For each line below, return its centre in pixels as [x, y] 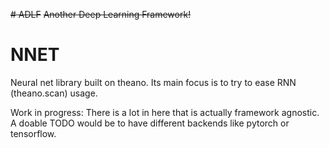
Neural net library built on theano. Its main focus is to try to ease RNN [153, 82]
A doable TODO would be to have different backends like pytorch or [150, 123]
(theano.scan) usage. [54, 93]
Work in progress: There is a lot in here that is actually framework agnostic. [165, 112]
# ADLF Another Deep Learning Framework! [101, 14]
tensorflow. [33, 133]
